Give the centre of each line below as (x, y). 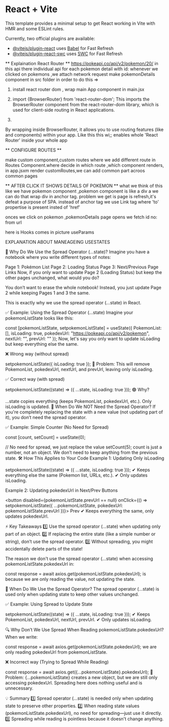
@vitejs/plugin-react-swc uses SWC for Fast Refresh (67, 54)
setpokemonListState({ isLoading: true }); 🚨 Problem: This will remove (78, 364)
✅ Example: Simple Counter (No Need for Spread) (57, 427)
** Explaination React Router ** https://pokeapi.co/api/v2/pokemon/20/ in (82, 63)
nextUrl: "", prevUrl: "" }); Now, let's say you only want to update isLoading (83, 338)
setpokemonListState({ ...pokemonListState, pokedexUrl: (64, 505)
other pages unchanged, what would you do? (52, 278)
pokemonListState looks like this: (39, 318)
